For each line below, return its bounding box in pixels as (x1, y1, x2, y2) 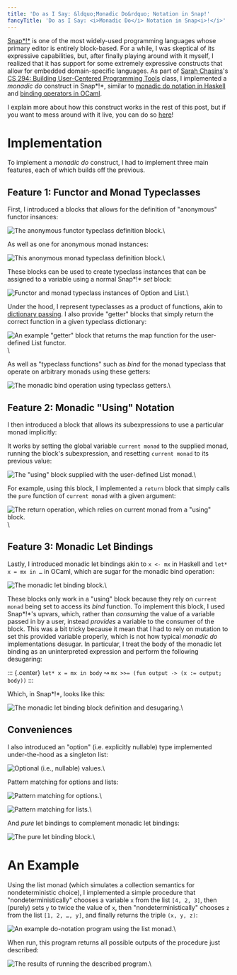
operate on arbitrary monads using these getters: (7, 367, 151, 376)
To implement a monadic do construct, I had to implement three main (7, 158, 209, 167)
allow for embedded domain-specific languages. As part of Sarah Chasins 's (7, 67, 229, 75)
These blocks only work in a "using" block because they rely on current (7, 594, 217, 603)
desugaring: (7, 654, 42, 663)
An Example (7, 857, 79, 873)
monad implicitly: (7, 428, 57, 437)
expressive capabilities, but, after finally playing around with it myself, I (7, 51, 214, 60)
